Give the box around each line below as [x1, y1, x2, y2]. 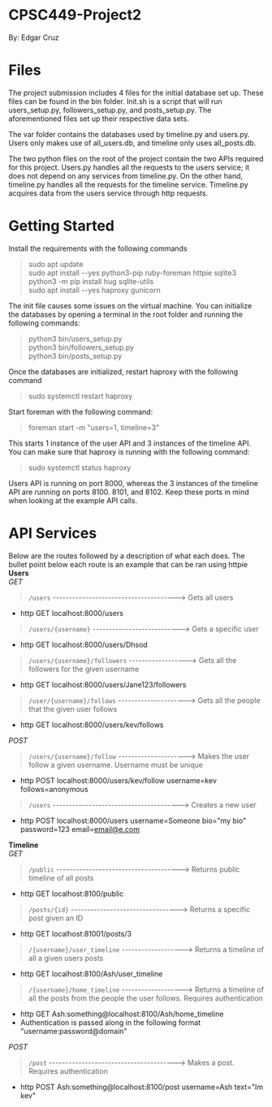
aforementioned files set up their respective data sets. [8, 114, 189, 123]
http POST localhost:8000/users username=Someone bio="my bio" [19, 816, 247, 825]
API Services [8, 524, 97, 542]
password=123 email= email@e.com [19, 824, 140, 833]
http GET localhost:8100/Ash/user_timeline [19, 968, 163, 979]
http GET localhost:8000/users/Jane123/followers [19, 679, 187, 689]
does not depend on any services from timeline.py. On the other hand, [8, 170, 244, 180]
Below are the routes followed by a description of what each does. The [8, 550, 245, 561]
